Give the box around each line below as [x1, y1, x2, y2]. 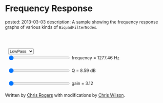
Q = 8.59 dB [71, 68, 96, 73]
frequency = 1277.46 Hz [71, 54, 120, 61]
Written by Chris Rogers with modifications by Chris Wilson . [5, 92, 125, 98]
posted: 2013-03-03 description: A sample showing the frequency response [5, 19, 159, 25]
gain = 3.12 [71, 80, 94, 86]
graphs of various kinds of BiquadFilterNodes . [5, 24, 98, 30]
